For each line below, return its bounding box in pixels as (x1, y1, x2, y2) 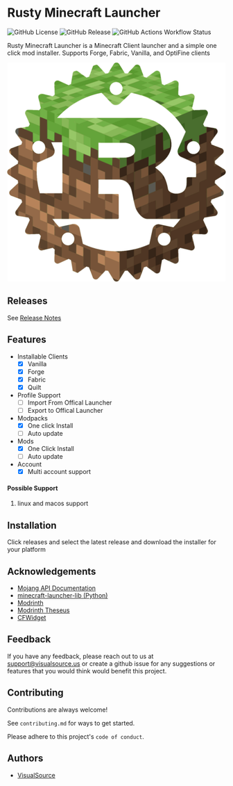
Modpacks (17, 414, 49, 422)
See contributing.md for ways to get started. (7, 719, 135, 727)
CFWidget (17, 614, 46, 622)
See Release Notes (7, 313, 62, 322)
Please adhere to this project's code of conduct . (7, 732, 144, 741)
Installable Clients (17, 352, 68, 361)
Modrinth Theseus (17, 606, 70, 614)
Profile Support (17, 391, 61, 399)
